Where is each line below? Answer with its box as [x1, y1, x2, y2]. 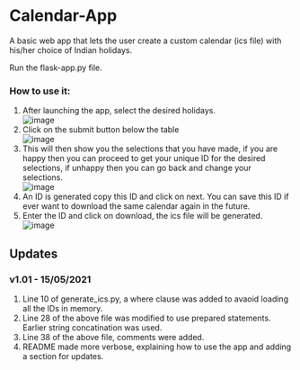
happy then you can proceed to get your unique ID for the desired [22, 153, 266, 164]
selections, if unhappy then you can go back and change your [22, 163, 251, 174]
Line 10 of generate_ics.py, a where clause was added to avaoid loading [22, 293, 289, 304]
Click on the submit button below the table [22, 124, 180, 135]
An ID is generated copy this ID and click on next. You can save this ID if [22, 191, 289, 203]
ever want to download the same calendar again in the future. [22, 201, 251, 212]
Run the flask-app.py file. [9, 62, 103, 73]
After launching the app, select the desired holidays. [22, 105, 216, 116]
